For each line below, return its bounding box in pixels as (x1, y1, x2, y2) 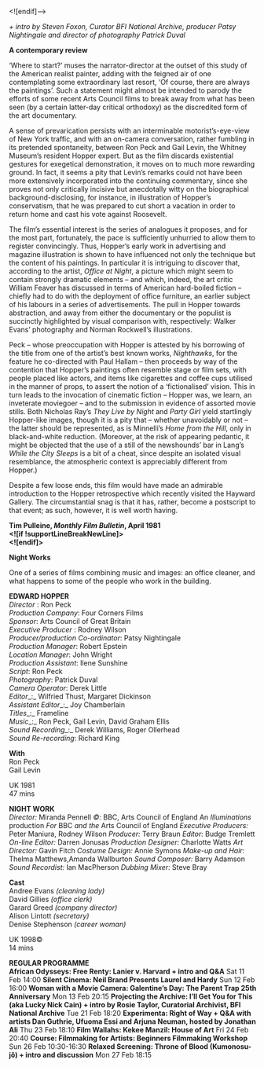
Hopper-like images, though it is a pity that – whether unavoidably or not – (9, 416, 248, 424)
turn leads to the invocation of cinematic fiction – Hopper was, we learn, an (9, 390, 252, 399)
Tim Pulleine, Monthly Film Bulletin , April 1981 (9, 521, 161, 530)
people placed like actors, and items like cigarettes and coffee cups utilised (9, 373, 253, 383)
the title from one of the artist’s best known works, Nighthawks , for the (9, 349, 238, 357)
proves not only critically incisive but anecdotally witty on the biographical (9, 185, 250, 193)
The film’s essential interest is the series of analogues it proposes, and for (9, 225, 248, 234)
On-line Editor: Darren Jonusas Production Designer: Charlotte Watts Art (9, 838, 244, 847)
